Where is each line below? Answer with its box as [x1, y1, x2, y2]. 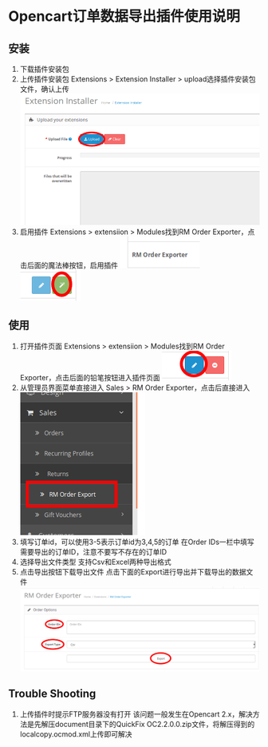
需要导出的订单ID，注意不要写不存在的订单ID [19, 546, 167, 556]
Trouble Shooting [8, 687, 97, 701]
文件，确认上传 [19, 85, 69, 93]
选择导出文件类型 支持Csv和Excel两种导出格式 [19, 557, 171, 566]
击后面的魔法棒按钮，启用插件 [19, 260, 118, 270]
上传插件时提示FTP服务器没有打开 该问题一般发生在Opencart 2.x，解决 [19, 709, 253, 719]
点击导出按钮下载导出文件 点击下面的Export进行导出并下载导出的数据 [19, 566, 246, 576]
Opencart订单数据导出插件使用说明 [8, 7, 241, 26]
